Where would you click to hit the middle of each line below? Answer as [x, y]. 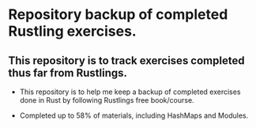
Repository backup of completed [118, 15]
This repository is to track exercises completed [126, 60]
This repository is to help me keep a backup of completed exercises [130, 92]
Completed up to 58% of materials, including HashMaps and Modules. [134, 115]
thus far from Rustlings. [68, 73]
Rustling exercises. [72, 31]
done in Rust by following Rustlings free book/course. [107, 100]
